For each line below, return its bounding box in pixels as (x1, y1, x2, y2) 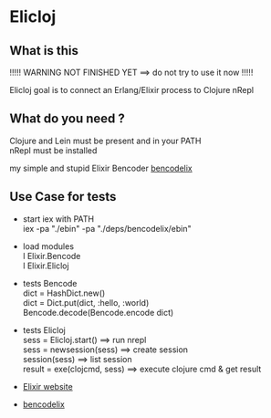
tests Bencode (22, 277, 78, 288)
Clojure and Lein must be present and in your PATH (9, 135, 202, 146)
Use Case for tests (9, 189, 117, 204)
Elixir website (22, 381, 73, 392)
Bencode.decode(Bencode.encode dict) (22, 307, 174, 318)
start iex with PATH (22, 213, 94, 225)
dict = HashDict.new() (22, 287, 106, 298)
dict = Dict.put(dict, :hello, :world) (22, 297, 150, 308)
